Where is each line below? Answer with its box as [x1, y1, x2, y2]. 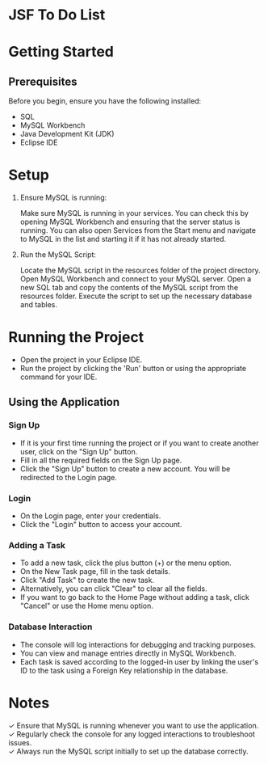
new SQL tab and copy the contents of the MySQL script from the [19, 283, 239, 293]
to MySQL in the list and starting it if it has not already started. [19, 234, 227, 244]
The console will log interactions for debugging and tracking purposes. [19, 639, 257, 649]
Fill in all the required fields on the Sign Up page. [19, 455, 182, 465]
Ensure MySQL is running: [19, 192, 107, 203]
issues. [8, 737, 32, 747]
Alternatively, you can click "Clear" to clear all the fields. [19, 584, 207, 593]
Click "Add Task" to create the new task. [19, 576, 155, 585]
